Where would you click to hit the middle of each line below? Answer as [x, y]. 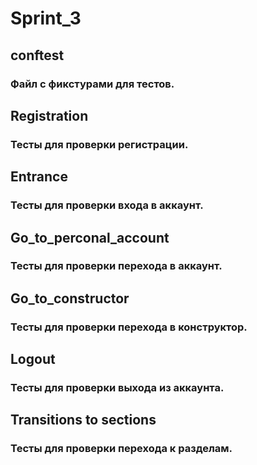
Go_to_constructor [70, 298]
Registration [49, 115]
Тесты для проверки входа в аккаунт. [107, 205]
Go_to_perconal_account [90, 237]
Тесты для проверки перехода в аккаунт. [116, 266]
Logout [33, 359]
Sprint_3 [46, 18]
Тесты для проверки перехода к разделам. [121, 449]
